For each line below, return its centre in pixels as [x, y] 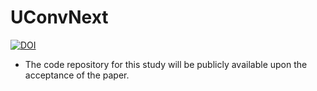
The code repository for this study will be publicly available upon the [166, 64]
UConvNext [59, 17]
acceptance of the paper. [77, 75]
